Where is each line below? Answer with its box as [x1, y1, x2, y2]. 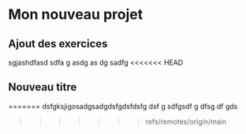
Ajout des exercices [8, 37, 108, 50]
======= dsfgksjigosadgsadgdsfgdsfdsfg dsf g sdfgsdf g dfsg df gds [8, 101, 238, 111]
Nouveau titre [8, 80, 77, 94]
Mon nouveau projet [8, 6, 143, 24]
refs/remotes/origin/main [145, 117, 227, 126]
